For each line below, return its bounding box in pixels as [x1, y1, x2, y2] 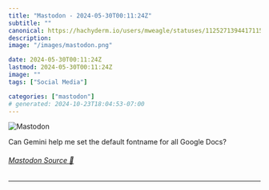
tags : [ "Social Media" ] [8, 77, 88, 86]
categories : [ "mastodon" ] [8, 93, 94, 101]
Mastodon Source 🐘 [8, 155, 74, 164]
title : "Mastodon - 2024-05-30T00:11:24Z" [8, 11, 152, 20]
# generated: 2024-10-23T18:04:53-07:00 [8, 100, 146, 108]
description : [8, 34, 52, 42]
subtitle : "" [8, 19, 52, 27]
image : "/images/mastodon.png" [8, 42, 113, 49]
